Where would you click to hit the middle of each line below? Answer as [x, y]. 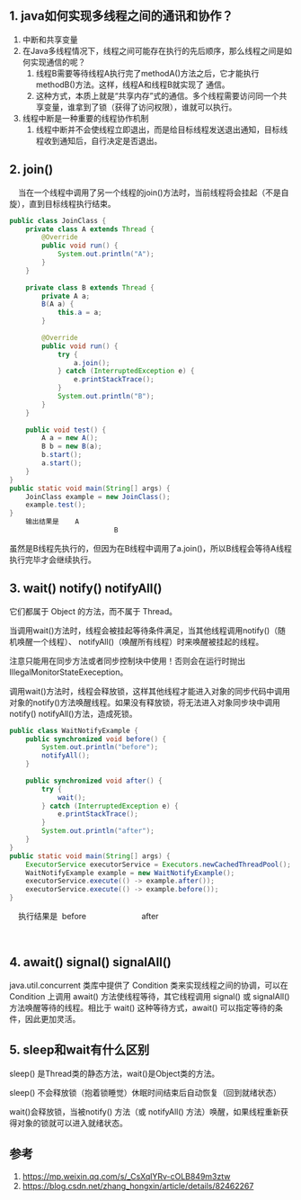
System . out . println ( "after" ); [98, 831]
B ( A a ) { [58, 304]
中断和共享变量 [50, 40]
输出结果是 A [52, 522]
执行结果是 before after [88, 917]
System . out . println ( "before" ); [100, 748]
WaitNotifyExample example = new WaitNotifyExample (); [130, 873]
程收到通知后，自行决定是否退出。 [99, 140]
